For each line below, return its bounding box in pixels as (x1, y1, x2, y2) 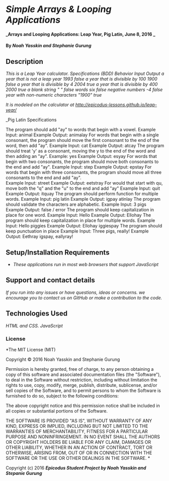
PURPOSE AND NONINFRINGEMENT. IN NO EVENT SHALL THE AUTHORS (6, 434, 160, 440)
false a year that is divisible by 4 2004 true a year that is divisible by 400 (6, 82, 158, 88)
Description (6, 57, 43, 66)
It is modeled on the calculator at (6, 102, 74, 108)
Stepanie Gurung (6, 470, 42, 476)
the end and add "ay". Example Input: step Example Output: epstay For (6, 164, 152, 170)
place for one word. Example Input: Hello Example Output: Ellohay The (6, 212, 151, 218)
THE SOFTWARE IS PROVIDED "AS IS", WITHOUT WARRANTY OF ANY (6, 418, 152, 424)
